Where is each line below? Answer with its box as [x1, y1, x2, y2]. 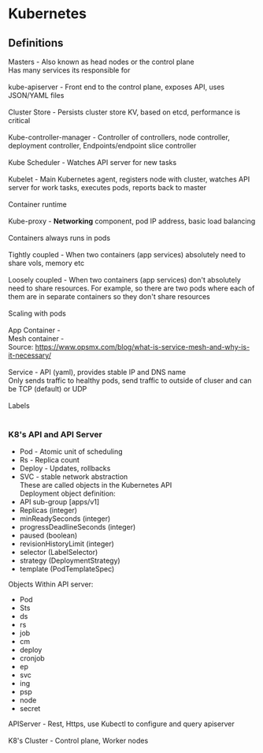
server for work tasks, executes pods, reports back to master [8, 183, 207, 192]
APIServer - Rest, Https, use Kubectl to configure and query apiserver [8, 719, 235, 729]
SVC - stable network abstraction [19, 472, 128, 481]
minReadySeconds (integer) [19, 514, 111, 523]
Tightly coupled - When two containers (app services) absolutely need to [8, 250, 246, 259]
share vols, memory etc [8, 258, 85, 268]
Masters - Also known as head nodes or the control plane [8, 57, 194, 66]
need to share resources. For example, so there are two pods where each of [8, 283, 255, 293]
